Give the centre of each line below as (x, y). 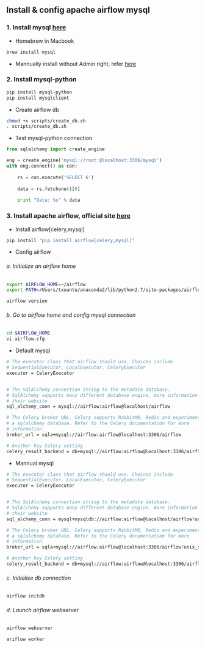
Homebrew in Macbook (45, 41)
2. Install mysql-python (42, 79)
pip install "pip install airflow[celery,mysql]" (71, 240)
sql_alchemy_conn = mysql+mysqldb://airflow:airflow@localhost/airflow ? (101, 519)
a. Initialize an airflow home (41, 266)
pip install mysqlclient (38, 98)
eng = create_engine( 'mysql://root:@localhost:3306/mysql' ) (85, 161)
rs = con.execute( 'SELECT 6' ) (56, 177)
